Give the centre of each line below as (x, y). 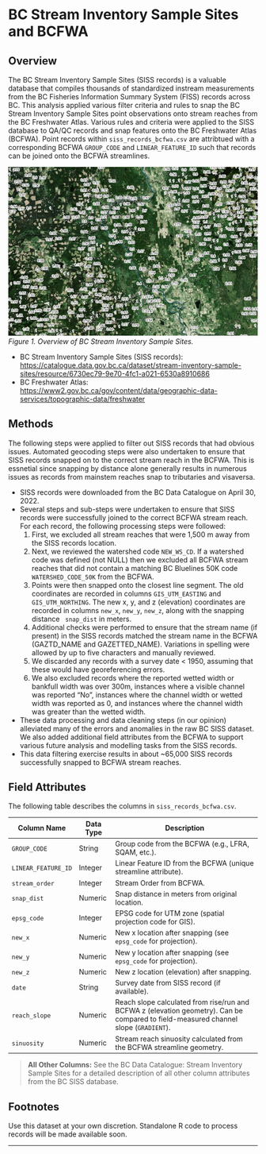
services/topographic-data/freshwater (82, 399)
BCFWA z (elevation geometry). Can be (179, 1011)
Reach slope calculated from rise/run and (182, 1002)
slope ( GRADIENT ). (143, 1028)
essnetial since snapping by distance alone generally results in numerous (127, 468)
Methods (31, 424)
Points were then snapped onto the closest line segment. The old (137, 585)
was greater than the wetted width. (89, 712)
